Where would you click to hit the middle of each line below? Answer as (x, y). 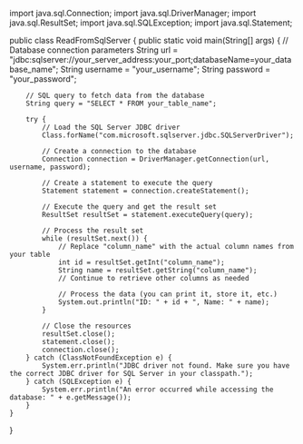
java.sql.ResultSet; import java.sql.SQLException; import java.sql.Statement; (151, 23)
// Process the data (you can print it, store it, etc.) (168, 294)
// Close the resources (87, 326)
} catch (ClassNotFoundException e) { (99, 358)
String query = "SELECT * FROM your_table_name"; (122, 104)
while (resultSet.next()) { (95, 239)
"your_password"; (43, 79)
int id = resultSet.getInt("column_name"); (141, 262)
